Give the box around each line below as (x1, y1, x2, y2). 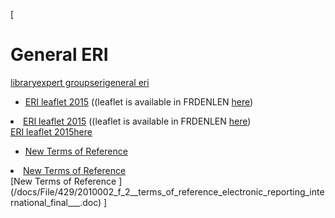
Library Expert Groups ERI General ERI (10, 76, 150, 88)
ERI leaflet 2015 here (10, 125, 93, 138)
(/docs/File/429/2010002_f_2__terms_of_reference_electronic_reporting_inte (10, 185, 325, 198)
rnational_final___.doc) (10, 196, 102, 208)
